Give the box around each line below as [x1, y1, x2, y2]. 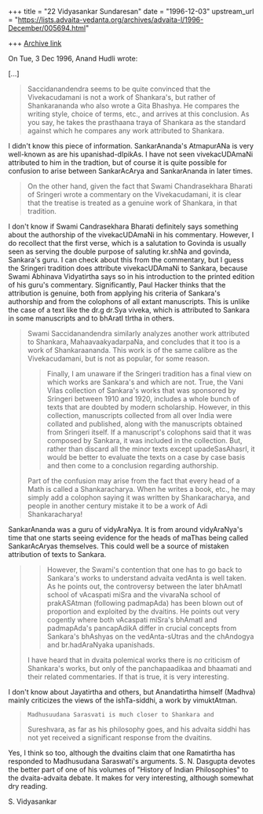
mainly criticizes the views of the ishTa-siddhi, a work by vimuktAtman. [8, 695, 238, 705]
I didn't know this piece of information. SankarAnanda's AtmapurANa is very [8, 141, 254, 150]
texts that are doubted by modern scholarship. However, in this [46, 402, 251, 412]
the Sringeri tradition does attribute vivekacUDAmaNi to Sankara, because [8, 263, 248, 273]
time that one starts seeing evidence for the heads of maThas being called [8, 533, 249, 542]
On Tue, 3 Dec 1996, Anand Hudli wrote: [8, 54, 138, 63]
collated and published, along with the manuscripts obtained [46, 420, 243, 428]
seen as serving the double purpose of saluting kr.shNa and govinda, [8, 247, 232, 256]
